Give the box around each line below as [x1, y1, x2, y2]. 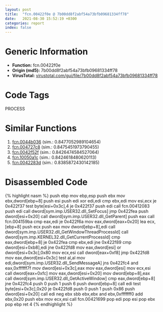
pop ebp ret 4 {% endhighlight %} [5, 301, 73, 307]
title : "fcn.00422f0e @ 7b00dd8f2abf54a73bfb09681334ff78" [5, 12, 130, 17]
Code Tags [5, 90, 49, 101]
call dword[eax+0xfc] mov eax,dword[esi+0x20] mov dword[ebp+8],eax [5, 270, 150, 276]
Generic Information [5, 46, 88, 57]
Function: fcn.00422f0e [12, 62, 61, 68]
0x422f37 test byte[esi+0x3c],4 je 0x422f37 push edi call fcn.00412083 [5, 203, 150, 209]
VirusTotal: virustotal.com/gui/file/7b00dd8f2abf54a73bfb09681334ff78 [12, 73, 158, 78]
